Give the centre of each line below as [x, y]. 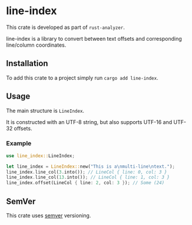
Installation [27, 63]
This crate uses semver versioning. [49, 216]
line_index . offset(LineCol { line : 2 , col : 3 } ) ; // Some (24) [85, 183]
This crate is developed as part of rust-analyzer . [66, 27]
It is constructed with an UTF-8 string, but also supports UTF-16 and [89, 122]
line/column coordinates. [36, 45]
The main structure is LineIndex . [45, 110]
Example [19, 144]
